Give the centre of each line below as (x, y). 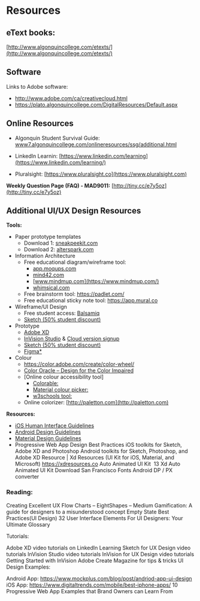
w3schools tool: (52, 396)
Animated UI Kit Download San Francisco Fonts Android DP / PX (94, 470)
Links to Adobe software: (37, 86)
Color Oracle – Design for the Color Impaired (79, 371)
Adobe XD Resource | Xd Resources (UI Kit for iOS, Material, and (95, 458)
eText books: (31, 33)
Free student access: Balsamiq (62, 313)
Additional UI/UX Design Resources (74, 211)
